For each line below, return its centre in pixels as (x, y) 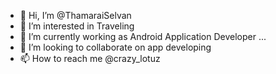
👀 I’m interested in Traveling (77, 26)
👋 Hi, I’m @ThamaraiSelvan (75, 15)
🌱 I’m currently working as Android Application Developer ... (143, 36)
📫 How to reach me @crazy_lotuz (90, 58)
